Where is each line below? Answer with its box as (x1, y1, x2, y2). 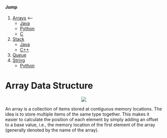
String (12, 57, 25, 63)
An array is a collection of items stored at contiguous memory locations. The (5, 106, 162, 112)
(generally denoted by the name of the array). (5, 127, 99, 133)
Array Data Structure (5, 80, 93, 92)
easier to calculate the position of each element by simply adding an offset (5, 117, 159, 123)
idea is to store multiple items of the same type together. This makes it (5, 111, 150, 117)
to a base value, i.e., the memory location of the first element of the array (5, 122, 156, 128)
